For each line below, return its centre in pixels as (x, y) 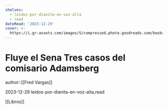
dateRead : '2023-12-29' (30, 24)
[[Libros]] (15, 101)
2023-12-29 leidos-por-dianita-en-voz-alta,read (55, 92)
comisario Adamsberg (52, 68)
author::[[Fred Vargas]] (29, 82)
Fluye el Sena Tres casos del (65, 58)
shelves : (14, 10)
